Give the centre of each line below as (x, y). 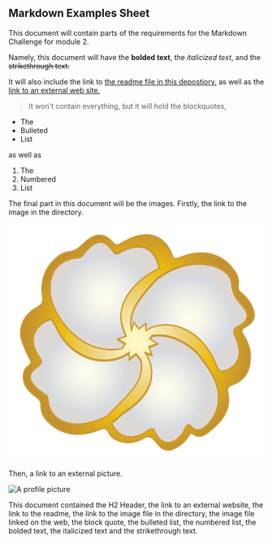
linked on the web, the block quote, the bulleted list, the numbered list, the (132, 522)
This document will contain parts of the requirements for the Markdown (128, 32)
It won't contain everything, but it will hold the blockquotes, (127, 106)
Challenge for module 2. (49, 41)
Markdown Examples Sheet (79, 13)
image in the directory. (46, 212)
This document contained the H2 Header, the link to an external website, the (136, 505)
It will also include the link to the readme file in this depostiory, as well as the (136, 81)
